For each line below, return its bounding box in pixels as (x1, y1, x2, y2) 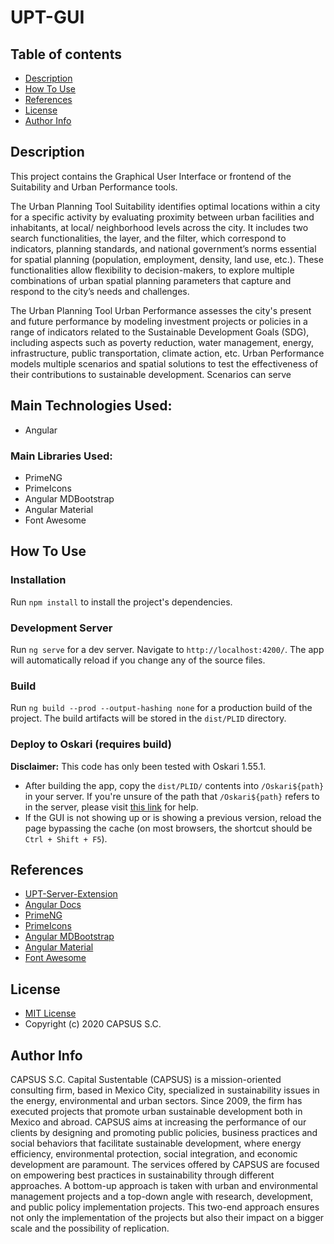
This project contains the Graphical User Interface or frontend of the (10, 170, 292, 182)
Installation (10, 573, 67, 587)
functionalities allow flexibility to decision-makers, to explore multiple (10, 264, 295, 276)
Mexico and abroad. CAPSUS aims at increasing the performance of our (10, 1116, 307, 1128)
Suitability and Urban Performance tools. (10, 181, 178, 193)
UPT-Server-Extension (24, 888, 118, 900)
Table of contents (10, 46, 122, 63)
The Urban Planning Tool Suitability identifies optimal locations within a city (10, 200, 321, 212)
